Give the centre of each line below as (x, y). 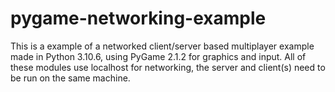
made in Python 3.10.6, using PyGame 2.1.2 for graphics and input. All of (158, 56)
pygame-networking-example (138, 18)
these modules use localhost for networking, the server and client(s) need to (168, 67)
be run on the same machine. (70, 78)
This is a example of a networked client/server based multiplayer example (162, 46)
